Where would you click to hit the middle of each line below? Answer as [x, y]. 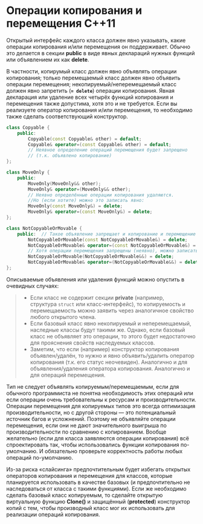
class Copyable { [28, 127]
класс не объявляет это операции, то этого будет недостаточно [113, 336]
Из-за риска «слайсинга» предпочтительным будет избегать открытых [98, 469]
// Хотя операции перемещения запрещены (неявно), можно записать [113, 251]
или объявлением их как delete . [48, 59]
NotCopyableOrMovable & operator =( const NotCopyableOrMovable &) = [112, 245]
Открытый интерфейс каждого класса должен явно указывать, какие [96, 40]
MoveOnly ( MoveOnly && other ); [65, 183]
